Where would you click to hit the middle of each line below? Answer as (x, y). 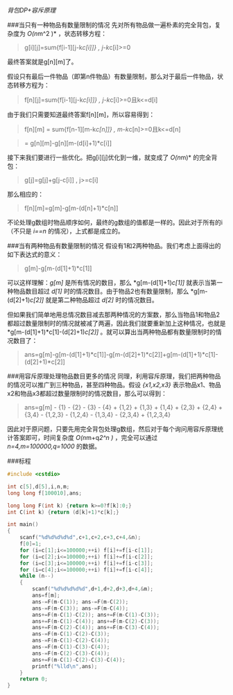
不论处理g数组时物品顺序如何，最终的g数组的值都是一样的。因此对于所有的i (115, 222)
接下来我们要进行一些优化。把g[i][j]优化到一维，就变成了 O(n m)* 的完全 (109, 157)
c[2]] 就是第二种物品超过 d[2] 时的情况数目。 (94, 300)
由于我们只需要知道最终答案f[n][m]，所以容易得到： (81, 114)
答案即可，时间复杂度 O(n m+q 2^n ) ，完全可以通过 (85, 438)
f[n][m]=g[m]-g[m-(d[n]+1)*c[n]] (71, 208)
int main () (23, 525)
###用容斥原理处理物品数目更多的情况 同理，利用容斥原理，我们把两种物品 (114, 376)
